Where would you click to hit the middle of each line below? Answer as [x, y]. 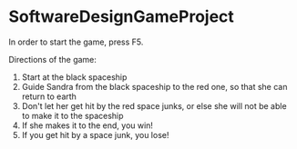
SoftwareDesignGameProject [121, 17]
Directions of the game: [53, 59]
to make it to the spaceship [72, 115]
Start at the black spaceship [74, 77]
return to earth [49, 96]
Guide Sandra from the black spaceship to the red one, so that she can [154, 86]
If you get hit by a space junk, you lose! [95, 134]
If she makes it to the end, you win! [87, 125]
